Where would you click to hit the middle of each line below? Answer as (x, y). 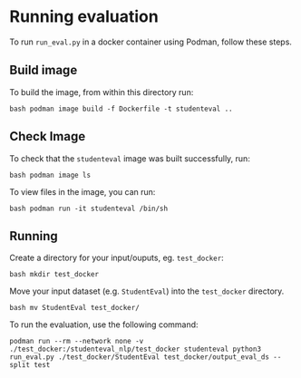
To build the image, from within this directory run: (102, 92)
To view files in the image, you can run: (83, 191)
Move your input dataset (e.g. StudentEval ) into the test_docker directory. (147, 291)
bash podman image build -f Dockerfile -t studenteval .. (121, 109)
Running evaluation (84, 17)
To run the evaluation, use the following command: (104, 325)
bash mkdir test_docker (54, 275)
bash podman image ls (50, 175)
